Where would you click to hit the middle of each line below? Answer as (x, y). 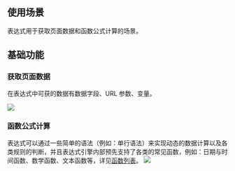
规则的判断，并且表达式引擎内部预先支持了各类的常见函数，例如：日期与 (117, 151)
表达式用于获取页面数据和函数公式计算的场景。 (74, 31)
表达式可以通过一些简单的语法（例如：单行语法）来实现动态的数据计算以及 (114, 143)
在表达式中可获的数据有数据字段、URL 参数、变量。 (81, 93)
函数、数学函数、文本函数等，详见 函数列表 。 (77, 160)
